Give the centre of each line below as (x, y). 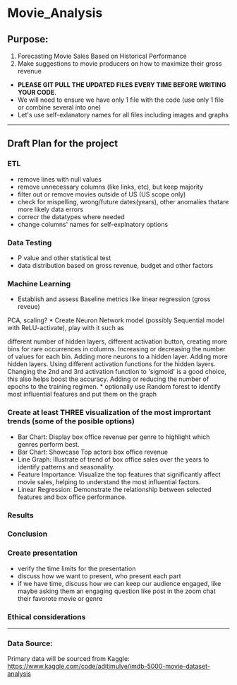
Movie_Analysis (55, 13)
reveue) (29, 307)
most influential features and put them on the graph (82, 394)
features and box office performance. (72, 497)
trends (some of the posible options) (71, 421)
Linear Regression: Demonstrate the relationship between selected (114, 489)
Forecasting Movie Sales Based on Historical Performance (102, 56)
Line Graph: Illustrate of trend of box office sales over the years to (113, 459)
